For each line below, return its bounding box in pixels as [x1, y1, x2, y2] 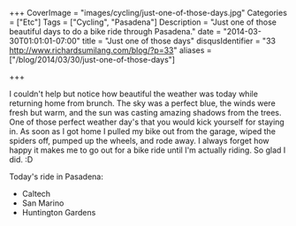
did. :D [9, 154, 34, 164]
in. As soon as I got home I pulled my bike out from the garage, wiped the [9, 126, 277, 136]
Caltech [21, 189, 51, 199]
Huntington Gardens [21, 207, 96, 217]
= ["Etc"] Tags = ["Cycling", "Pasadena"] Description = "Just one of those [9, 17, 277, 27]
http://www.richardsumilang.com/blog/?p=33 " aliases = [9, 45, 212, 56]
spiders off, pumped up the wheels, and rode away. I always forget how [9, 136, 269, 146]
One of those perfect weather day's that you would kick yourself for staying [9, 117, 285, 127]
